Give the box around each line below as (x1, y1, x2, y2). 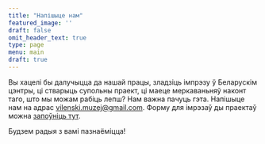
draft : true (8, 56, 48, 64)
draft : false (8, 26, 52, 34)
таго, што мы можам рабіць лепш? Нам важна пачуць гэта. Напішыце (8, 94, 245, 104)
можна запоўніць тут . (8, 111, 81, 120)
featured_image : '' (8, 19, 73, 27)
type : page (8, 41, 44, 49)
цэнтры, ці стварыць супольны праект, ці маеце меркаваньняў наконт (8, 85, 247, 95)
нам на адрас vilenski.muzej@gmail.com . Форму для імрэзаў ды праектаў (8, 102, 257, 112)
